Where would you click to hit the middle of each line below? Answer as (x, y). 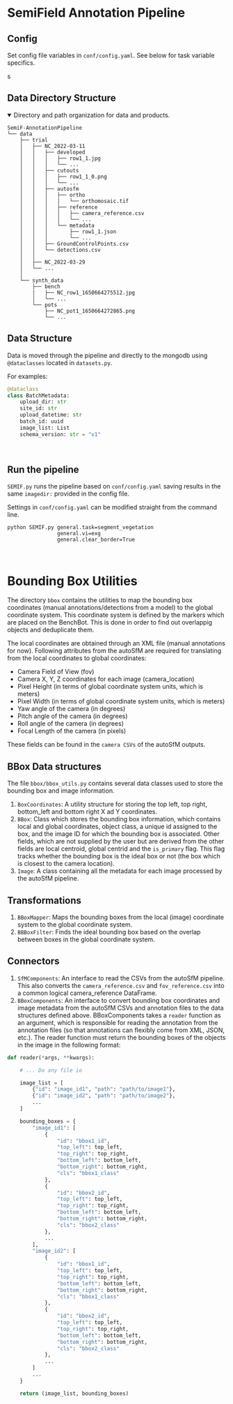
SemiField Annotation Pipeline (96, 13)
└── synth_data (42, 281)
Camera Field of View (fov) (56, 672)
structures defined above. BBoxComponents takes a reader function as (119, 1015)
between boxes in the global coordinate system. (86, 939)
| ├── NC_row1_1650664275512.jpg (84, 292)
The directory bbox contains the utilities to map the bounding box (100, 600)
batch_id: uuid (42, 421)
